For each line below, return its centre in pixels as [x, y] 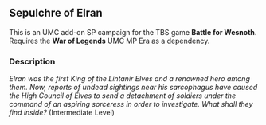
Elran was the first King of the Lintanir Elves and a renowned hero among [129, 79]
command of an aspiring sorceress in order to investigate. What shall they [131, 104]
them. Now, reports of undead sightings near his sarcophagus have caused [133, 88]
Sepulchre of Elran [56, 13]
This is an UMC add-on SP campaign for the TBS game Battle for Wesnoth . [133, 32]
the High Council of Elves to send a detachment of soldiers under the [123, 96]
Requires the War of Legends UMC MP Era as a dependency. [110, 41]
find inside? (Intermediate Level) [62, 113]
